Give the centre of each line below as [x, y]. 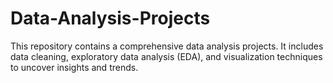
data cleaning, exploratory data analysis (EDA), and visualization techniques [166, 56]
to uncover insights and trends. [74, 67]
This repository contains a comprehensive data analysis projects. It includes [167, 46]
